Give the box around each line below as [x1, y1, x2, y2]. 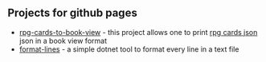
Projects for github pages [7, 6, 137, 20]
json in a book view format [18, 36, 108, 45]
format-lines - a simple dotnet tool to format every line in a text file [18, 44, 239, 54]
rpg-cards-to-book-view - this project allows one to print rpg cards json [18, 27, 258, 37]
